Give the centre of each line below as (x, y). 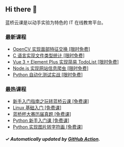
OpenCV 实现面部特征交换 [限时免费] (51, 49)
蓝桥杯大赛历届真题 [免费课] (42, 114)
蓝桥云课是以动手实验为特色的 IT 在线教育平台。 (56, 22)
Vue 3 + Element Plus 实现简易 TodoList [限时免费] (66, 62)
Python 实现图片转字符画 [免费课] (48, 127)
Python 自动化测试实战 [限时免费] (48, 75)
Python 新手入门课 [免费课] (41, 120)
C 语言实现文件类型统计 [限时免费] (49, 56)
